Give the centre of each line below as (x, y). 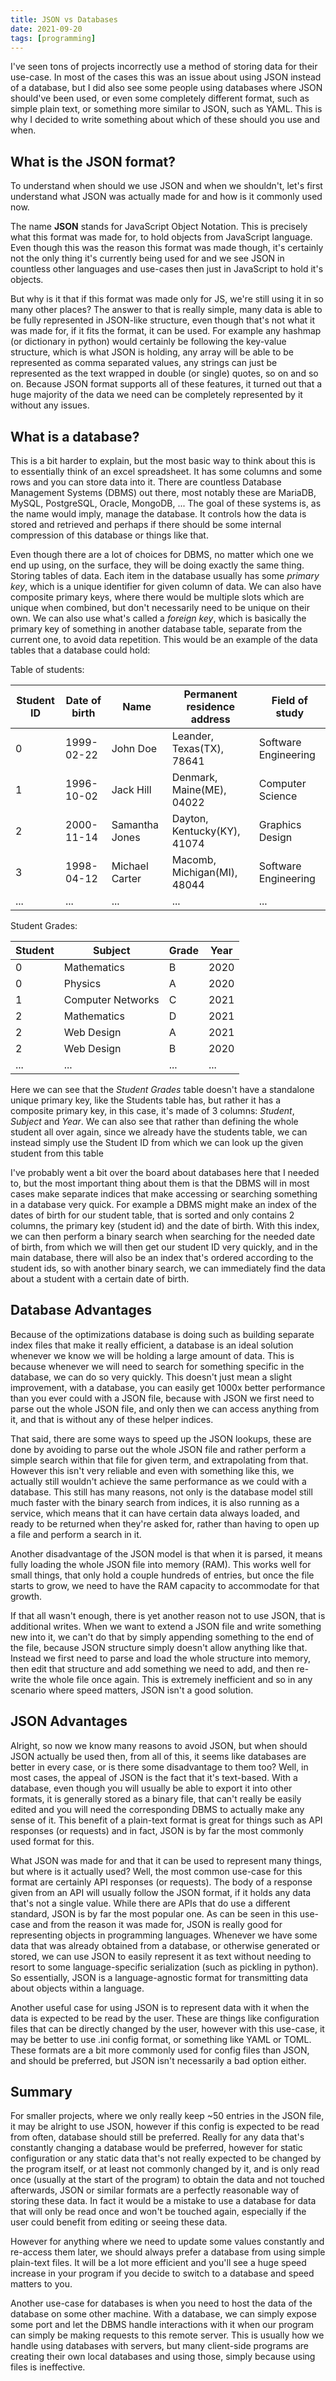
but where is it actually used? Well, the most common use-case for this (156, 1871)
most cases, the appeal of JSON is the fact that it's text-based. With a (154, 1777)
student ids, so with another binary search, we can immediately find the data (168, 1268)
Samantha (135, 824)
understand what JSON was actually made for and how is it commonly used (166, 197)
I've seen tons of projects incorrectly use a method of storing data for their (164, 67)
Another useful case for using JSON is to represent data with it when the (160, 2007)
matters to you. (41, 2284)
